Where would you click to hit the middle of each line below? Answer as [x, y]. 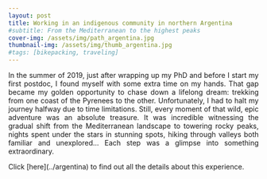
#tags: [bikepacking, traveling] [64, 53]
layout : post [30, 16]
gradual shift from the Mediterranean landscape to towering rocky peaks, [133, 126]
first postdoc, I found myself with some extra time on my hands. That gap [133, 84]
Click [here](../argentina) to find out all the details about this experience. [126, 167]
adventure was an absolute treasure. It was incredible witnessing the [133, 117]
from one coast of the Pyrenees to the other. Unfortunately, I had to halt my [133, 101]
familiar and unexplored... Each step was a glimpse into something [133, 143]
